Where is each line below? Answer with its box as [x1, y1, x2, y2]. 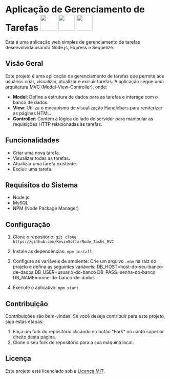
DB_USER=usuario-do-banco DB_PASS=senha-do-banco [34, 269, 156, 275]
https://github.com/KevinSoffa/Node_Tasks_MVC [12, 239, 114, 244]
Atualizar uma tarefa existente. [12, 160, 78, 166]
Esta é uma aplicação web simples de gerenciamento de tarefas [5, 39, 140, 45]
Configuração [5, 220, 51, 229]
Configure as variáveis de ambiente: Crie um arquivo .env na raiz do [12, 258, 157, 264]
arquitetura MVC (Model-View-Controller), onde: [5, 84, 108, 90]
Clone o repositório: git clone [12, 234, 77, 240]
